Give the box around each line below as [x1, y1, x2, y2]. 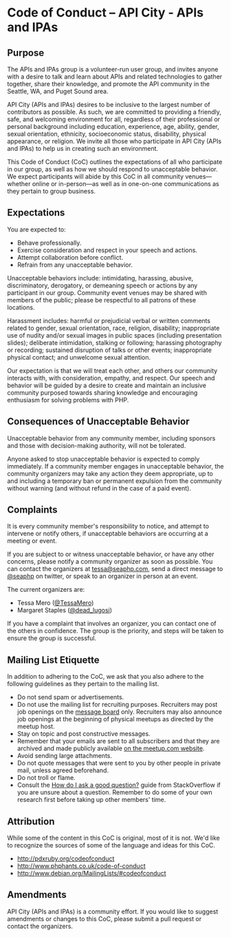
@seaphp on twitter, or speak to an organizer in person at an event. [7, 572, 198, 580]
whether [7, 180, 31, 187]
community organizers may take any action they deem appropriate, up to [7, 469, 213, 477]
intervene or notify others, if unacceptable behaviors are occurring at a [7, 529, 208, 538]
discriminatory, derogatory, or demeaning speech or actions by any [7, 281, 198, 289]
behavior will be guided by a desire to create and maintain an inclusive [7, 381, 206, 389]
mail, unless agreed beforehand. [16, 766, 109, 774]
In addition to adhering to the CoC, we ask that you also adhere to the [7, 672, 204, 681]
